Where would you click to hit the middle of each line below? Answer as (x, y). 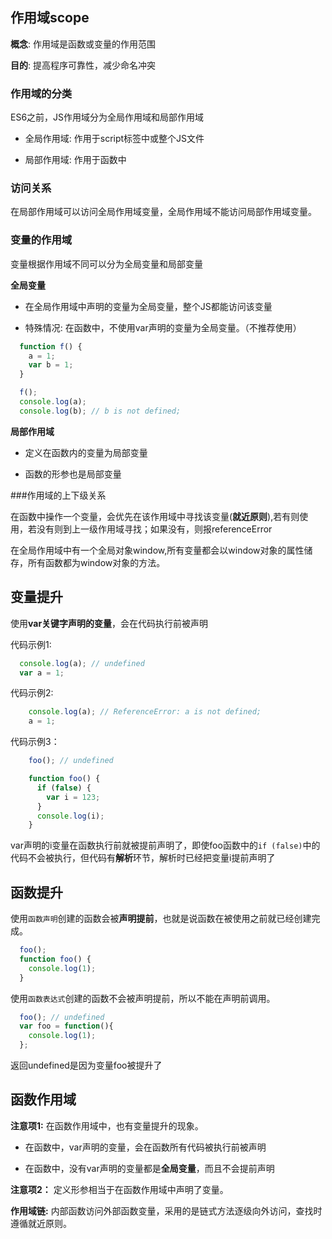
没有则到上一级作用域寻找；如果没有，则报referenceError (154, 529)
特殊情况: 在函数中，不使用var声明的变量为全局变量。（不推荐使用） (163, 327)
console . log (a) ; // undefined (82, 663)
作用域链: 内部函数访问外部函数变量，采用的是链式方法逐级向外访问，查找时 (166, 1210)
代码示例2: (32, 693)
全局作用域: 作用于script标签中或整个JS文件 (114, 139)
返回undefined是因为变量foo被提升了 (86, 1065)
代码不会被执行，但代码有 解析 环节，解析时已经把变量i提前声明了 (143, 858)
